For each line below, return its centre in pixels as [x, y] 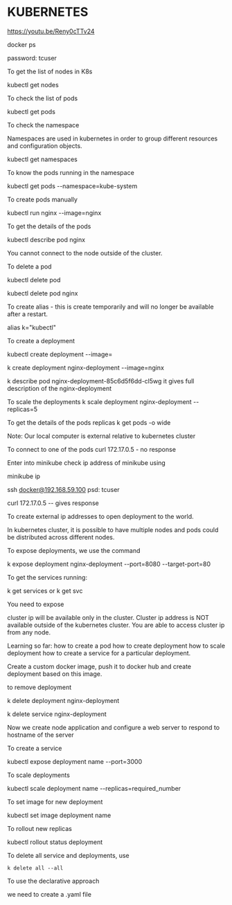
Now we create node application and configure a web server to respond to [114, 727]
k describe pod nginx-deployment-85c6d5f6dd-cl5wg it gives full [101, 381]
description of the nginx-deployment [60, 388]
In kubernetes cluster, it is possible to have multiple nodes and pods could [113, 529]
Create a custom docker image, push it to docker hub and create [99, 666]
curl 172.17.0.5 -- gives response [53, 503]
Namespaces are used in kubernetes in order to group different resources [113, 138]
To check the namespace [43, 125]
